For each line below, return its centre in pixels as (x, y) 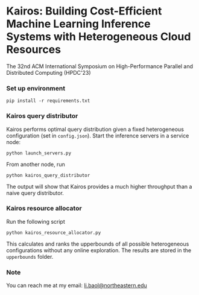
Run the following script (36, 221)
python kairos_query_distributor (48, 175)
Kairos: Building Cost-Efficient (84, 11)
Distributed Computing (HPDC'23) (49, 72)
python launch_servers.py (39, 153)
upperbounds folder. (30, 256)
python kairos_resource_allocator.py (54, 233)
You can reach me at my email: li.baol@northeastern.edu (77, 285)
